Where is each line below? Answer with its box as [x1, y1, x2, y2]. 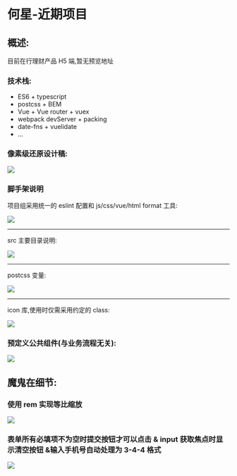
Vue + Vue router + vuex [17, 107, 90, 116]
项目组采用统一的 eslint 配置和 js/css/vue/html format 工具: [7, 201, 178, 209]
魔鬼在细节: [7, 377, 58, 389]
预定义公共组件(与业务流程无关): [7, 338, 116, 348]
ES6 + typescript [17, 92, 67, 101]
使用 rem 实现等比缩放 [7, 399, 83, 409]
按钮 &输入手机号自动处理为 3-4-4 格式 [29, 445, 162, 455]
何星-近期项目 [7, 6, 88, 23]
